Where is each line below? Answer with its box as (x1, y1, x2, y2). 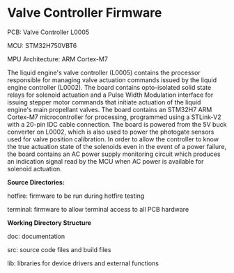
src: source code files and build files (7, 245, 111, 253)
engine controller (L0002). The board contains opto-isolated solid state (7, 83, 212, 91)
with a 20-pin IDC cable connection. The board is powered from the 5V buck (7, 120, 227, 128)
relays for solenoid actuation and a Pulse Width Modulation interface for (7, 91, 214, 99)
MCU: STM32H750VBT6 (7, 41, 77, 49)
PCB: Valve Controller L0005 (7, 28, 90, 36)
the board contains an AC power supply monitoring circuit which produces (7, 150, 221, 158)
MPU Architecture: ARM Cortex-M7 (7, 54, 108, 63)
